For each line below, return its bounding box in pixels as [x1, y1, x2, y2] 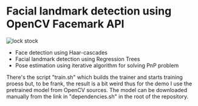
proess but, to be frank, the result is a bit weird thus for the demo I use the [6, 80, 193, 87]
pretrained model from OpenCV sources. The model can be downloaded [6, 86, 188, 93]
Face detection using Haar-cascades [15, 48, 108, 56]
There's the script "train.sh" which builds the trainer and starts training [6, 73, 183, 81]
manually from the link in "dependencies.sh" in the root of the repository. [6, 93, 189, 100]
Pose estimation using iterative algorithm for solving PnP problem [15, 62, 179, 69]
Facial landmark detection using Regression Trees [15, 55, 140, 62]
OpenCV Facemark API [6, 17, 125, 31]
